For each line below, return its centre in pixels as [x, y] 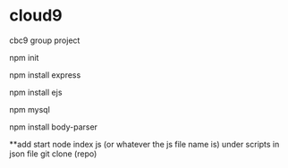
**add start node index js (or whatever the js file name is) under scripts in [144, 144]
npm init [24, 57]
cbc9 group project [45, 40]
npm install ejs [36, 92]
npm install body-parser [54, 127]
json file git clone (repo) [53, 154]
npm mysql [30, 109]
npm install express [45, 75]
